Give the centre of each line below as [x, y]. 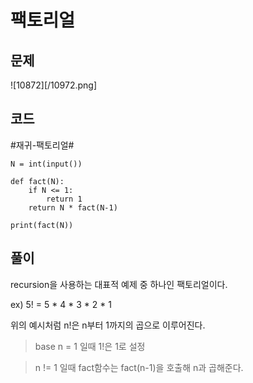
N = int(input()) [46, 164]
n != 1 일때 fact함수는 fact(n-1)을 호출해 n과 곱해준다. [139, 367]
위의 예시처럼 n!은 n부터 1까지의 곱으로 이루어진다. [108, 325]
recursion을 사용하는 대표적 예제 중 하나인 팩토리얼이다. [119, 284]
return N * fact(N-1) [73, 207]
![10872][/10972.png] [54, 85]
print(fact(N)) [42, 225]
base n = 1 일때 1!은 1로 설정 [90, 346]
